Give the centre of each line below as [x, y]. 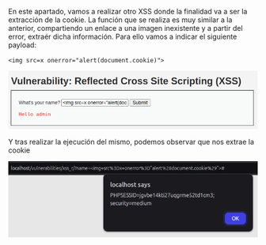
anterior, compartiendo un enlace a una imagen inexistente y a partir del [125, 28]
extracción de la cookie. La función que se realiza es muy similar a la [120, 20]
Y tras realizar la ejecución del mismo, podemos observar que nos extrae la [131, 141]
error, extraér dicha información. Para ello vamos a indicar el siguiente [123, 36]
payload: [23, 45]
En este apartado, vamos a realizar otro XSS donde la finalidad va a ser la [128, 11]
